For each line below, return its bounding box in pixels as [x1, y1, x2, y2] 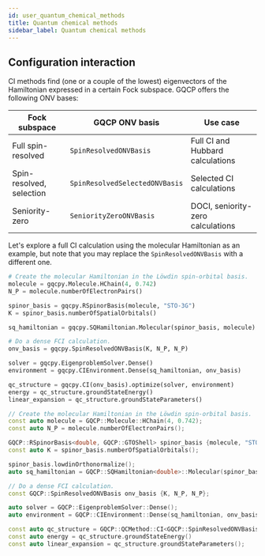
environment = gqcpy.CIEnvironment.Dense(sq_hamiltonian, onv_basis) [8, 367, 242, 375]
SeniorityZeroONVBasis [69, 211, 155, 221]
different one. [8, 258, 53, 267]
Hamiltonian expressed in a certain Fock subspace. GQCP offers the [8, 85, 230, 95]
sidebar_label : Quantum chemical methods [8, 26, 147, 34]
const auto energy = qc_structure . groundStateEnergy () [8, 533, 192, 541]
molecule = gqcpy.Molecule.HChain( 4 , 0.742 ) [8, 280, 157, 289]
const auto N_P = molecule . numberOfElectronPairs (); [8, 425, 185, 433]
